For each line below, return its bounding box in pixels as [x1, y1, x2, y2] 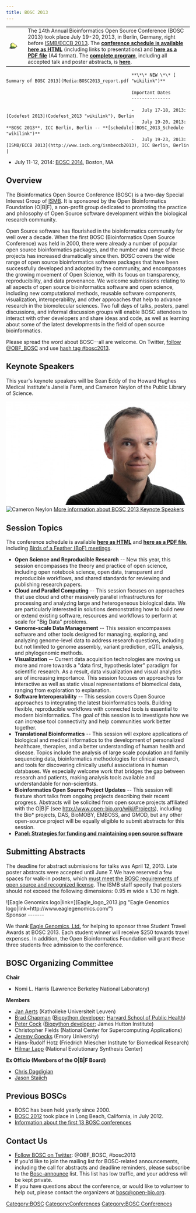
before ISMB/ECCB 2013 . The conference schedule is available [27, 40, 184, 47]
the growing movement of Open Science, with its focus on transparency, [6, 271, 180, 278]
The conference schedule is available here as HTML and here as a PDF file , [6, 539, 188, 546]
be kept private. [14, 1177, 52, 1184]
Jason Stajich [14, 1074, 48, 1081]
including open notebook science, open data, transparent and [14, 568, 163, 575]
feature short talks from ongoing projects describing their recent [14, 793, 170, 800]
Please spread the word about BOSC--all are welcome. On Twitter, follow [6, 338, 181, 345]
